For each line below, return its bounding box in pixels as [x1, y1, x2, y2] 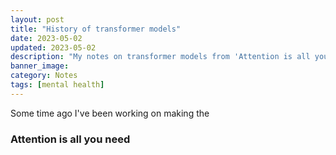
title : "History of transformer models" [10, 24, 182, 34]
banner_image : [10, 61, 70, 71]
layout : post [10, 14, 65, 25]
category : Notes [10, 71, 78, 81]
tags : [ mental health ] [10, 80, 105, 90]
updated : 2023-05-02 [10, 42, 97, 53]
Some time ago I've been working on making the [10, 107, 210, 119]
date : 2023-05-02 [10, 33, 83, 43]
